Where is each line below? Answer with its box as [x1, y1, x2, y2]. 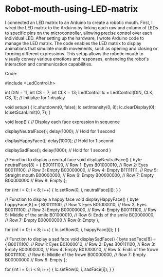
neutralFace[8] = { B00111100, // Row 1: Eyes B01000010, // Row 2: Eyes [5, 162, 148, 168]
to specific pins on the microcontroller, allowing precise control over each [5, 30, 152, 36]
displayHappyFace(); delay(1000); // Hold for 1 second [5, 138, 114, 144]
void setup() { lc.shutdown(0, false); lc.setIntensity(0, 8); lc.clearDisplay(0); [5, 104, 156, 110]
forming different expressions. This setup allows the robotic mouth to [5, 50, 144, 57]
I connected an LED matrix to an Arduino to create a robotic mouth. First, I [5, 20, 153, 25]
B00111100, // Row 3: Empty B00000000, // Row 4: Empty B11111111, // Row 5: [5, 167, 158, 173]
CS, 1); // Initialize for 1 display [5, 94, 65, 101]
